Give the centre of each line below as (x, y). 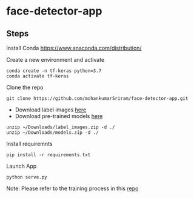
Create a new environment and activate (55, 60)
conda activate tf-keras (38, 76)
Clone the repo (25, 87)
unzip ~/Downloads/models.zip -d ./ (52, 133)
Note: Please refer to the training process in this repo (72, 188)
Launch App (22, 166)
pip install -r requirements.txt (48, 155)
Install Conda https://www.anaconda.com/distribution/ (74, 48)
